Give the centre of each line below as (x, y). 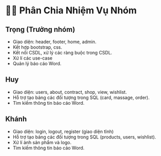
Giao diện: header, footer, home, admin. (54, 42)
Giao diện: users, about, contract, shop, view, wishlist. (70, 92)
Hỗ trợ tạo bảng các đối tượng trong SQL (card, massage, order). (81, 98)
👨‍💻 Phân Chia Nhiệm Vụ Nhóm (71, 11)
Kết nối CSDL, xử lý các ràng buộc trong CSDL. (63, 53)
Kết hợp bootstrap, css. (37, 47)
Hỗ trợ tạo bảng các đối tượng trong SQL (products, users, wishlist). (84, 137)
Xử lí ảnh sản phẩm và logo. (42, 142)
